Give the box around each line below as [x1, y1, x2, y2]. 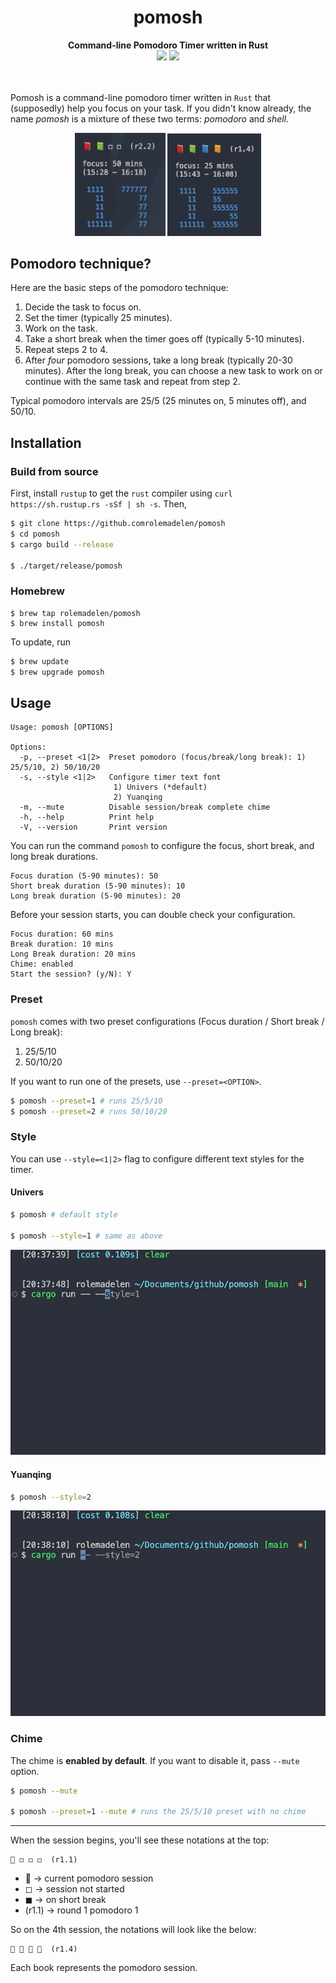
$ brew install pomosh [10, 618, 105, 628]
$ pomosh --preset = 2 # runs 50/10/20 [10, 1106, 168, 1116]
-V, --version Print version [19, 822, 168, 833]
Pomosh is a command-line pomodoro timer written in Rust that [10, 91, 271, 103]
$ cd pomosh [10, 529, 60, 540]
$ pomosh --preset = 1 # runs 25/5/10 [10, 1096, 163, 1106]
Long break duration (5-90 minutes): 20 [10, 891, 182, 901]
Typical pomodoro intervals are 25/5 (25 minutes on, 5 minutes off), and [10, 395, 307, 407]
